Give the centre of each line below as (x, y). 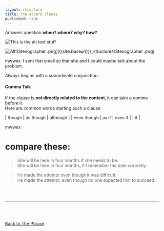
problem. (14, 66)
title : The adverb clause (31, 14)
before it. (14, 103)
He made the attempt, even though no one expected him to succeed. (86, 180)
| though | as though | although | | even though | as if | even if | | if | (73, 117)
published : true (21, 19)
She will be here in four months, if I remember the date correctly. (82, 165)
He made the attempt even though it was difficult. (67, 175)
